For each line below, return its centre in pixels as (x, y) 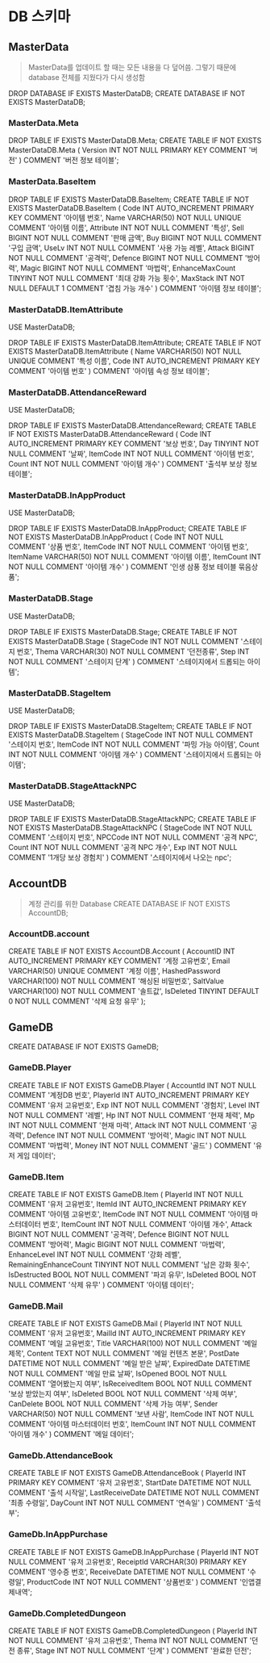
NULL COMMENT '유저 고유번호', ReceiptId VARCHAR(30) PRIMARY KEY (128, 1561)
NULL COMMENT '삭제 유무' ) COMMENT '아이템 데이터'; (101, 1284)
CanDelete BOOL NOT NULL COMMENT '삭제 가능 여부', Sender (113, 1404)
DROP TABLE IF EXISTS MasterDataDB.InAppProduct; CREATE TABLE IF (128, 529)
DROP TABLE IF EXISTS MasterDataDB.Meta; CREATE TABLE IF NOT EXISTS (135, 140)
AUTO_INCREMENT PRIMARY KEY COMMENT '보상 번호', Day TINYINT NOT (134, 444)
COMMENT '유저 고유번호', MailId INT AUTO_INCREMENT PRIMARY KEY (127, 1334)
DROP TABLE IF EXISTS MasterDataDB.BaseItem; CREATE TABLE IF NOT (129, 199)
